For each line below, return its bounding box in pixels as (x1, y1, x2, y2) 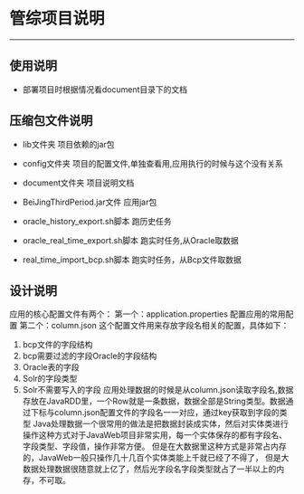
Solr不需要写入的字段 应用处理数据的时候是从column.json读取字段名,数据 (22, 385, 294, 395)
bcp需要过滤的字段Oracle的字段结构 (22, 350, 157, 362)
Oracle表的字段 (22, 362, 80, 373)
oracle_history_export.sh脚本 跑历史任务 (22, 215, 172, 226)
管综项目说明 (9, 8, 106, 29)
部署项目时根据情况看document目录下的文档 (22, 83, 188, 95)
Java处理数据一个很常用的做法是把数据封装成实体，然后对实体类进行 (33, 418, 290, 430)
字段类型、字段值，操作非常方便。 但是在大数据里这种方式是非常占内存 (22, 441, 287, 452)
